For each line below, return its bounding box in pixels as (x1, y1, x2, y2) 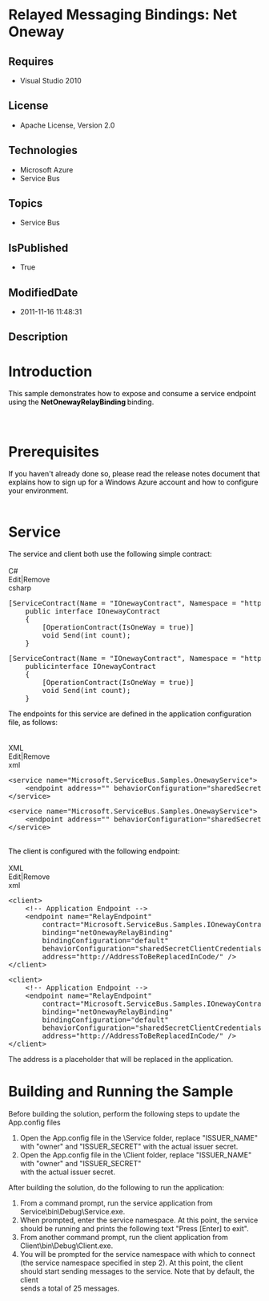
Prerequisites (8, 443, 100, 460)
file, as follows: (8, 718, 58, 728)
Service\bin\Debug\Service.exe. (19, 1207, 126, 1217)
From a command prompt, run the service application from (19, 1198, 214, 1208)
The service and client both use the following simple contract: (8, 549, 212, 559)
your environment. (8, 486, 69, 496)
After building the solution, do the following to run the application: (8, 1183, 225, 1193)
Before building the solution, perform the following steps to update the (8, 1109, 240, 1119)
